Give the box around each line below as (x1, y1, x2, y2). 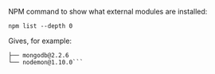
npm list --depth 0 (8, 22, 73, 30)
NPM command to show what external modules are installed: (8, 7, 208, 16)
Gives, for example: (8, 36, 72, 45)
